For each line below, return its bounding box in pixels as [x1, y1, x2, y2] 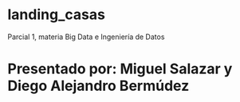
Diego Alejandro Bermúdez [7, 77, 190, 95]
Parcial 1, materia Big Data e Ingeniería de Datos [7, 32, 165, 41]
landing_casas [7, 6, 105, 24]
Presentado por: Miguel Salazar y [7, 60, 233, 78]
